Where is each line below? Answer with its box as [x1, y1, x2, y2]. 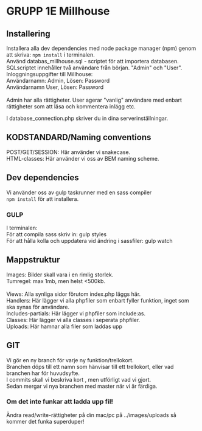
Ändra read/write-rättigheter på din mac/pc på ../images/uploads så [6, 411, 176, 418]
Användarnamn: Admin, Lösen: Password [6, 77, 110, 84]
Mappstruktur [6, 254, 60, 265]
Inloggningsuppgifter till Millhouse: [6, 71, 93, 77]
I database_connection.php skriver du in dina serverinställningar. [6, 114, 169, 122]
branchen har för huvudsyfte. [6, 370, 80, 377]
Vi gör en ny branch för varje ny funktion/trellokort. [6, 356, 134, 363]
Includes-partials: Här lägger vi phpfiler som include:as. [6, 309, 146, 317]
